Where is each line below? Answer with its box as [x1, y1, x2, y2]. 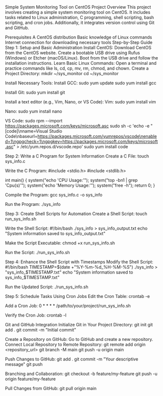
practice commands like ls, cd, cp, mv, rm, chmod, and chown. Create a [5, 65, 149, 71]
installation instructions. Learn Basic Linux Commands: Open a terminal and [5, 60, 157, 66]
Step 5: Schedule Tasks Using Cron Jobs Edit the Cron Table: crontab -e [5, 294, 150, 299]
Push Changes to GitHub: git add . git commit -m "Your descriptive [5, 356, 139, 362]
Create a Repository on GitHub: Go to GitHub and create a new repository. [5, 337, 153, 342]
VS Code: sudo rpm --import [5, 118, 63, 123]
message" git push [5, 361, 43, 367]
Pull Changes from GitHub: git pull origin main [5, 385, 97, 391]
